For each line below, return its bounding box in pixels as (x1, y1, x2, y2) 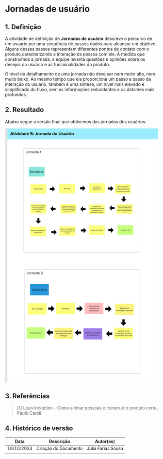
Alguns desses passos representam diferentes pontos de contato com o (5, 46, 149, 52)
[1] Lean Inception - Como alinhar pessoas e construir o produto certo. (16, 405, 158, 411)
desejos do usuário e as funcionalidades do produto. (5, 62, 111, 67)
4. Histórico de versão (5, 424, 73, 433)
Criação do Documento (36, 445, 83, 451)
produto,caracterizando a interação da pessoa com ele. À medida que (5, 51, 145, 57)
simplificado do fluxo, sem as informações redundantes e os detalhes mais (5, 87, 155, 92)
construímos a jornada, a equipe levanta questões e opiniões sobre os (5, 56, 146, 62)
